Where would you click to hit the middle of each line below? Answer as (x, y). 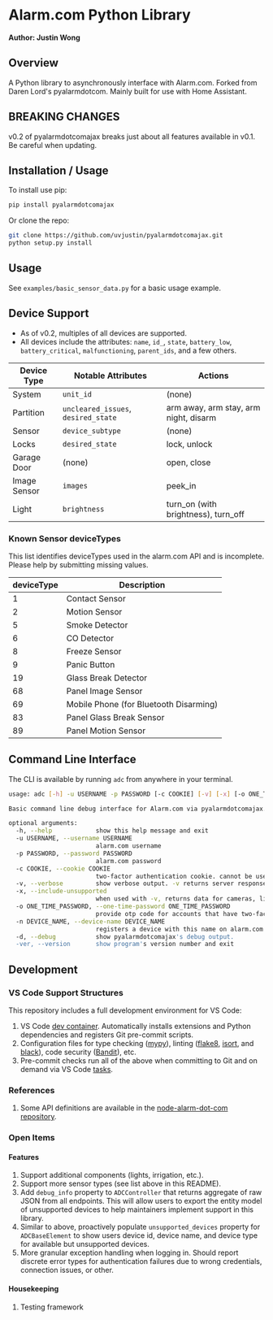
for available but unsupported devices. (85, 1244)
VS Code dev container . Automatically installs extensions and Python (136, 1027)
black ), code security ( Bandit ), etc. (78, 1052)
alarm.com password (128, 861)
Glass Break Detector (107, 678)
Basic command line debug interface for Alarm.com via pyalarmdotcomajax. (138, 809)
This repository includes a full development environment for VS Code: (125, 1010)
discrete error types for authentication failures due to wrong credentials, (141, 1261)
